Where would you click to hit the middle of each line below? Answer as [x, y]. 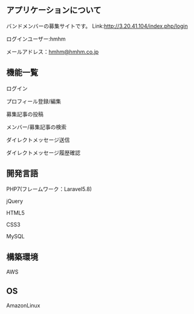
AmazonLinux [23, 306]
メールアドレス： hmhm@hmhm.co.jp [53, 51]
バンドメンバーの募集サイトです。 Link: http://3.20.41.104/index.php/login [97, 26]
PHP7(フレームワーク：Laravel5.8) [49, 189]
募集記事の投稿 [25, 114]
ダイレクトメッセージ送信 [38, 140]
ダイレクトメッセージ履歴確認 [43, 152]
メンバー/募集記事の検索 [37, 127]
